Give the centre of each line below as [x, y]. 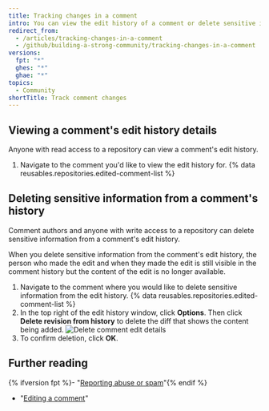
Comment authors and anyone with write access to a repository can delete [131, 230]
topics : [21, 83]
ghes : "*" [32, 68]
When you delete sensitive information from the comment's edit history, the [133, 254]
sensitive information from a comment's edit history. [94, 239]
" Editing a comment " [54, 398]
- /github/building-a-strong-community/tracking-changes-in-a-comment [136, 46]
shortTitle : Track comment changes [68, 98]
